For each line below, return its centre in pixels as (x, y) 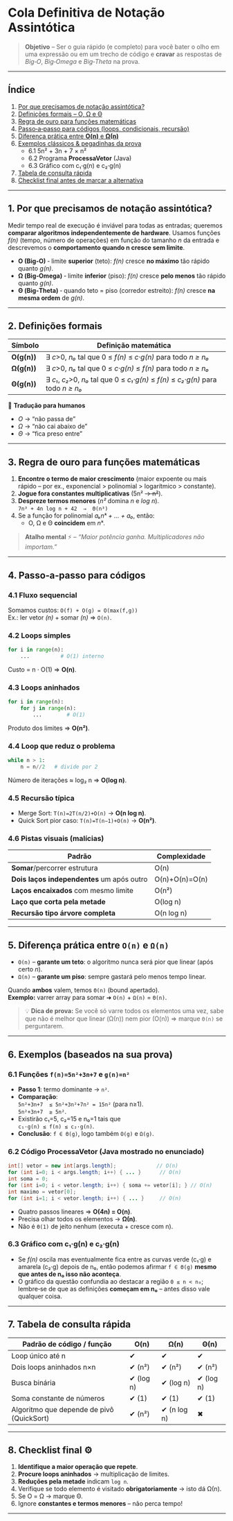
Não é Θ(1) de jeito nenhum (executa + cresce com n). (95, 1226)
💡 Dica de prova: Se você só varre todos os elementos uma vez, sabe (124, 1011)
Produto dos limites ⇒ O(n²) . (49, 728)
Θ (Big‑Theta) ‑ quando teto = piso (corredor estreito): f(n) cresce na (116, 290)
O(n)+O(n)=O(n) (181, 879)
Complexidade (181, 856)
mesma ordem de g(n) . (51, 298)
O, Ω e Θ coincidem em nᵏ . (67, 523)
